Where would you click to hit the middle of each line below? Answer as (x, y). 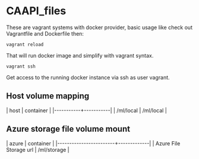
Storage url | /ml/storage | (38, 150)
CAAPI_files (36, 11)
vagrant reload (25, 44)
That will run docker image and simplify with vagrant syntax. (80, 55)
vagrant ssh (21, 66)
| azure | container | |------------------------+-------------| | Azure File (93, 143)
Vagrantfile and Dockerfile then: (45, 33)
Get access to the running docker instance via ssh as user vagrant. (88, 77)
